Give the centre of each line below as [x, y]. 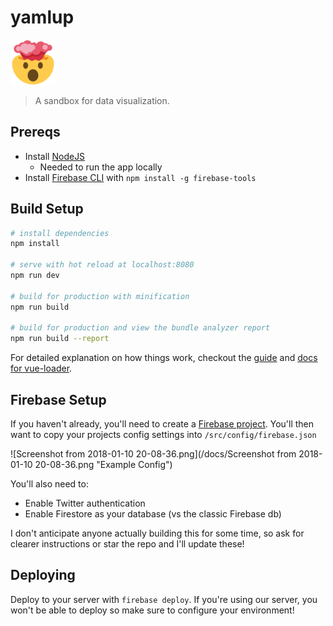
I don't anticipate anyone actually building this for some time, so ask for [157, 533]
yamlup [42, 17]
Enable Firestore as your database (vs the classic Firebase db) [153, 514]
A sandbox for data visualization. [102, 100]
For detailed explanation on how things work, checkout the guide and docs [164, 358]
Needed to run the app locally [101, 167]
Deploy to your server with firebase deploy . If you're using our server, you [164, 599]
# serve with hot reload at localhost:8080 [102, 265]
